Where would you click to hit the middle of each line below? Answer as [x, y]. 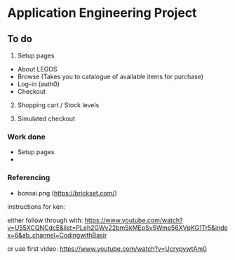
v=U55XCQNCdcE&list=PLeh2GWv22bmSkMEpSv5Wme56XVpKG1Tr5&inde [117, 227]
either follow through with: [45, 220]
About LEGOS [37, 69]
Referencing [29, 178]
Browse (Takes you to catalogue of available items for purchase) [110, 76]
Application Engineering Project [102, 13]
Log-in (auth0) [38, 84]
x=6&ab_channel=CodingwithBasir [57, 235]
